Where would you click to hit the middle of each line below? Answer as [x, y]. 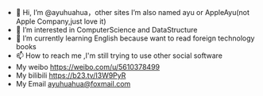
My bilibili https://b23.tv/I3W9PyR [71, 75]
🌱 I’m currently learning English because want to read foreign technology [135, 38]
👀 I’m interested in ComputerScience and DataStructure [106, 30]
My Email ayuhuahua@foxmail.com [73, 84]
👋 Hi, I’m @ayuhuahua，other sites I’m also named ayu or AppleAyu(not [133, 12]
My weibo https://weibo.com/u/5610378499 [88, 67]
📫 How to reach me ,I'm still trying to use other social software [119, 56]
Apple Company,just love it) [61, 21]
